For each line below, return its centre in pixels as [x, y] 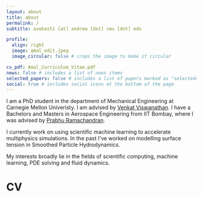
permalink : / [23, 23]
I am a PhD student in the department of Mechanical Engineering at [90, 101]
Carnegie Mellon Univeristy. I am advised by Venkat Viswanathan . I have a [98, 108]
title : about [23, 17]
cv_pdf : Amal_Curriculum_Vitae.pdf [51, 67]
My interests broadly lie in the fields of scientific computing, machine [92, 157]
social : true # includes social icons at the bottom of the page [90, 84]
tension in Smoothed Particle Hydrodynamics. [63, 145]
